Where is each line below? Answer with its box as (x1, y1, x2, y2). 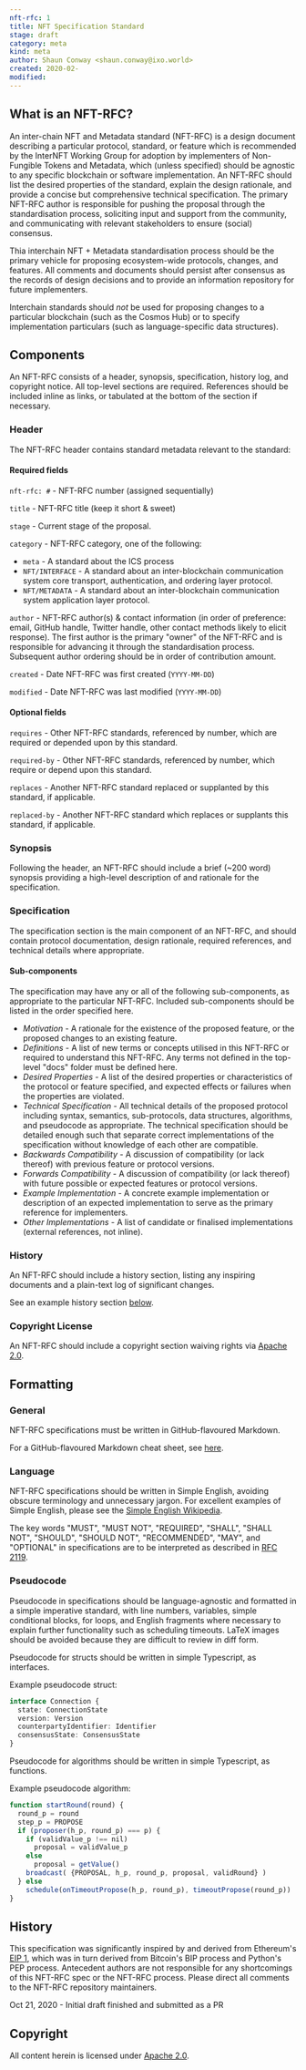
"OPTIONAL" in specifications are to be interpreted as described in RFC (9, 1542, 278, 1553)
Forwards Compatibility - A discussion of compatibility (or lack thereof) (22, 1168, 291, 1179)
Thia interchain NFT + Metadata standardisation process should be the (9, 245, 275, 256)
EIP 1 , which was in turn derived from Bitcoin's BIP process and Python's (9, 1952, 282, 1964)
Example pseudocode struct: (9, 1679, 117, 1690)
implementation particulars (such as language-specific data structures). (9, 321, 280, 332)
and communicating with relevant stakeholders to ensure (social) (9, 218, 253, 229)
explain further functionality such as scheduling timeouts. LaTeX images (9, 1624, 280, 1635)
